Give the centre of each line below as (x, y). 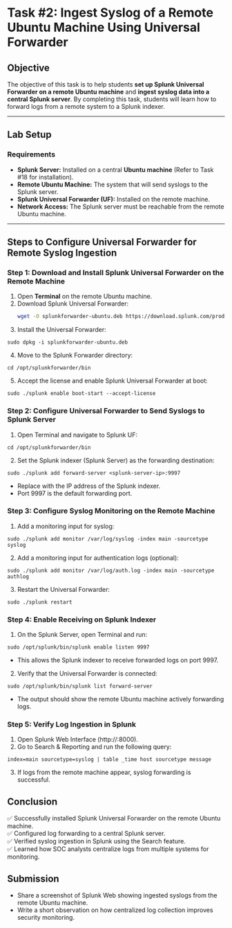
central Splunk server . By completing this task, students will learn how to (112, 99)
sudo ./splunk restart (40, 602)
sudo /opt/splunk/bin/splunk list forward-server (80, 686)
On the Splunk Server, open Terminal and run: (82, 635)
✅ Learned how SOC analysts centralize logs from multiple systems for (108, 849)
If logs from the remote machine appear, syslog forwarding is (104, 772)
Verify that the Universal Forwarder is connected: (87, 674)
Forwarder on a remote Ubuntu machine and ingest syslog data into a (108, 92)
